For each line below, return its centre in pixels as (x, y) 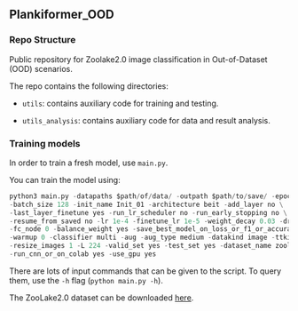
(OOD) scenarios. (41, 68)
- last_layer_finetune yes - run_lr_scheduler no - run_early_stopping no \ (149, 212)
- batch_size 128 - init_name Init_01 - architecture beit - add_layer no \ (146, 204)
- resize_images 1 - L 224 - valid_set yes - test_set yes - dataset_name (141, 246)
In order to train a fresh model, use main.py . (89, 163)
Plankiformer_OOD (62, 15)
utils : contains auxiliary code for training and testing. (120, 103)
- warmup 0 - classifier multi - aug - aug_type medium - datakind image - (142, 238)
